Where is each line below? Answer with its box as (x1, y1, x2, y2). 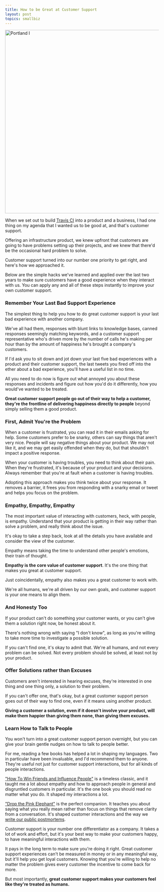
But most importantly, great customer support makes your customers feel (5, 876, 156, 882)
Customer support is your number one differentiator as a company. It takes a (5, 826, 159, 832)
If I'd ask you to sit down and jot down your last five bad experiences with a (5, 356, 157, 362)
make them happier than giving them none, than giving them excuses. (5, 712, 150, 718)
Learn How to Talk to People (5, 725, 73, 732)
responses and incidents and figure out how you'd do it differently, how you (5, 381, 157, 387)
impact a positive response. (5, 450, 61, 456)
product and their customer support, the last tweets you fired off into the (5, 361, 151, 367)
